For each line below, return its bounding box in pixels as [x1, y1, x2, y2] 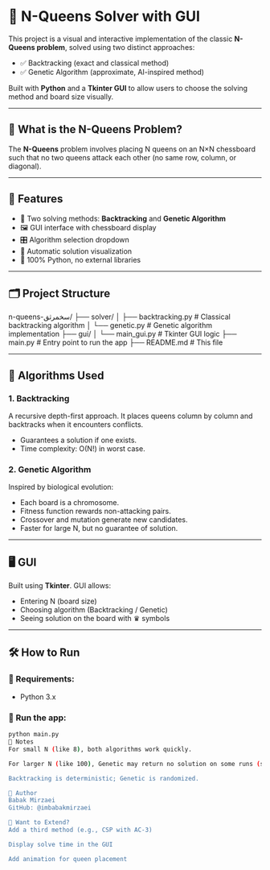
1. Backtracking [8, 392, 70, 404]
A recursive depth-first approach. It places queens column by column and [8, 411, 253, 421]
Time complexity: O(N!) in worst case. [19, 444, 146, 454]
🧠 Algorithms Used [8, 368, 104, 382]
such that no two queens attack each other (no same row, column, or [8, 152, 237, 162]
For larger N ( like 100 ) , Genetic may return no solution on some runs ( [8, 760, 261, 768]
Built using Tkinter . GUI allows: [8, 581, 112, 590]
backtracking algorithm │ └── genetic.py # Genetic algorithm [8, 321, 213, 330]
